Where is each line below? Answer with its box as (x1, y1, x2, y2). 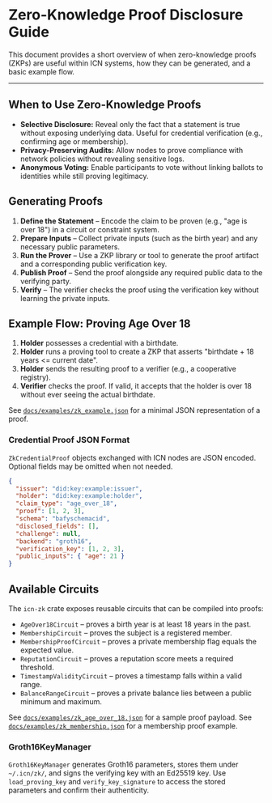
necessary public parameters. (19, 241, 120, 252)
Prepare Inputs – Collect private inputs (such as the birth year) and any (19, 233, 258, 243)
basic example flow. (8, 66, 75, 76)
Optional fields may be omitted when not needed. (8, 461, 173, 471)
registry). (19, 372, 51, 382)
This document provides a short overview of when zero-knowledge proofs (8, 49, 257, 59)
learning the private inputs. (19, 293, 111, 303)
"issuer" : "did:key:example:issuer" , (15, 484, 143, 493)
